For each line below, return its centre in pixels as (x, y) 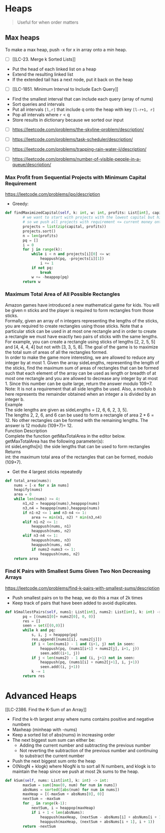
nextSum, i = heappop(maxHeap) (63, 808)
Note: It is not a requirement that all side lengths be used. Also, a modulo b (81, 389)
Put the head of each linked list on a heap (54, 69)
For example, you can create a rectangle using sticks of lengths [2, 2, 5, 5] (80, 342)
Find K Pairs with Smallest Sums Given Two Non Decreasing (78, 571)
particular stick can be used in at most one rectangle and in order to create (81, 331)
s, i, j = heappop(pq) (55, 635)
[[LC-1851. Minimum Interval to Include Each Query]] (65, 89)
